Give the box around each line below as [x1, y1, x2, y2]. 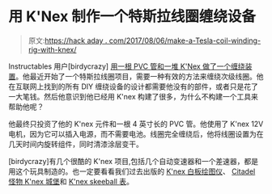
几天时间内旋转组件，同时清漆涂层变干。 [8, 139, 143, 149]
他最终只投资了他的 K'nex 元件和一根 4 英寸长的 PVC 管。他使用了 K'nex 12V [8, 119, 264, 129]
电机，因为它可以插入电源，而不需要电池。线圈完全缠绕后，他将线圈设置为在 [8, 129, 264, 138]
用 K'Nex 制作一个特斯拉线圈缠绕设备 [8, 7, 257, 26]
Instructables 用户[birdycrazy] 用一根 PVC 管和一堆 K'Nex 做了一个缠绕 [8, 61, 245, 71]
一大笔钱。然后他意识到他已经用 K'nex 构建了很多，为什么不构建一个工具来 [8, 91, 259, 101]
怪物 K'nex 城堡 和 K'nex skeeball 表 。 [8, 176, 134, 186]
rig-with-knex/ [28, 44, 77, 54]
